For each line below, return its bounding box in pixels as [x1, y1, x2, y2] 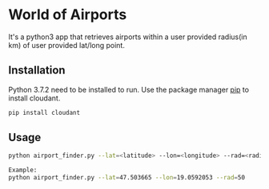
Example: [8, 166, 38, 175]
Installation [8, 64, 66, 77]
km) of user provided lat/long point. [8, 40, 126, 49]
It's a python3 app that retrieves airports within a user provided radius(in [8, 32, 247, 41]
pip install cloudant [8, 108, 81, 116]
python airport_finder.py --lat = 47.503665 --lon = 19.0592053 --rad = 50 [8, 174, 246, 182]
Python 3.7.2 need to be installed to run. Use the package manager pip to [8, 85, 250, 94]
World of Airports [8, 6, 127, 24]
